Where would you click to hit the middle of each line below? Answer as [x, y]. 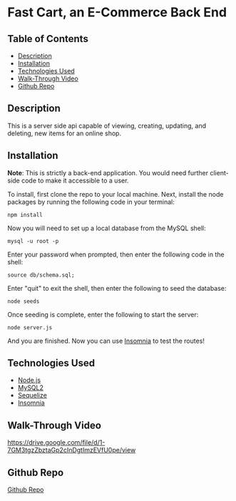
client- [220, 172]
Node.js [29, 380]
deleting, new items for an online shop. [65, 133]
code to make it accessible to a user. [75, 180]
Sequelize [32, 396]
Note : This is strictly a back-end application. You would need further [108, 172]
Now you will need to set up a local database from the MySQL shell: [107, 228]
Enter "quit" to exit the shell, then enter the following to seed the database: [117, 288]
